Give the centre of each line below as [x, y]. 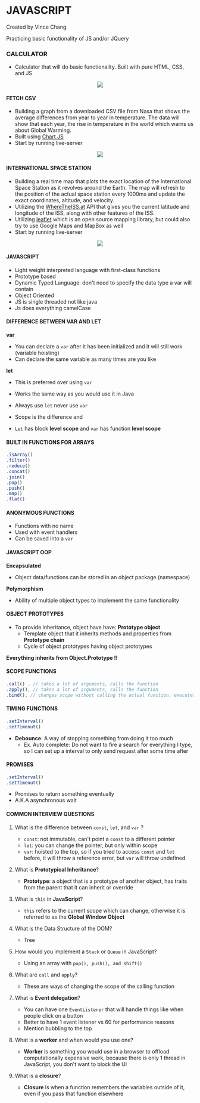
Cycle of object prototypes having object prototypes [88, 646]
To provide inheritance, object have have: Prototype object [87, 627]
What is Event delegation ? [47, 997]
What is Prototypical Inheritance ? [57, 869]
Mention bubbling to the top [58, 1028]
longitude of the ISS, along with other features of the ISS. [85, 213]
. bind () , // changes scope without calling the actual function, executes [101, 695]
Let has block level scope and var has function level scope [88, 429]
